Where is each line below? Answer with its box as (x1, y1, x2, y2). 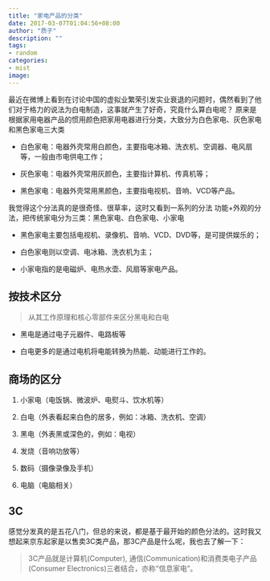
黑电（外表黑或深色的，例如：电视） (19, 429, 141, 439)
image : (8, 71, 31, 79)
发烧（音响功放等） (19, 446, 84, 456)
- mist (8, 64, 31, 72)
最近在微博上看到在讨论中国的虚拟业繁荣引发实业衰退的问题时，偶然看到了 (8, 94, 255, 104)
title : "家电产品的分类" (8, 11, 83, 20)
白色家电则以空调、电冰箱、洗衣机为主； (19, 246, 154, 257)
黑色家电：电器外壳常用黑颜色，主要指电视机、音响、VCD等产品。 (19, 185, 239, 195)
